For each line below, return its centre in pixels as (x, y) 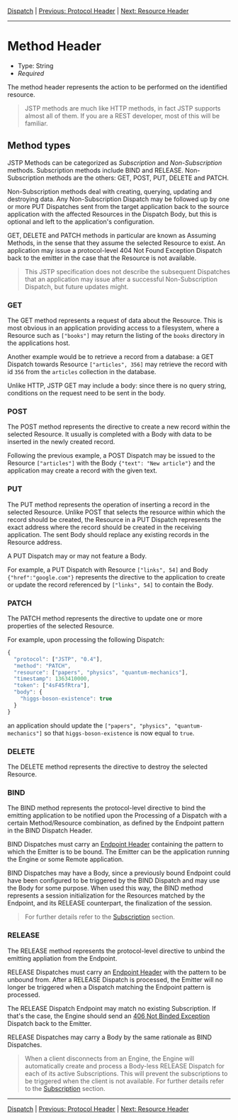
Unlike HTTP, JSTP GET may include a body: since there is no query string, (117, 385)
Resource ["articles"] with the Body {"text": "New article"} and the (111, 463)
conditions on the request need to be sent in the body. (86, 393)
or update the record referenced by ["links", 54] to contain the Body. (110, 584)
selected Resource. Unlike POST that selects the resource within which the (117, 512)
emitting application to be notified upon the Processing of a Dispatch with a (117, 815)
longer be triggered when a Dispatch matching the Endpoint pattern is (109, 987)
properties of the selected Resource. (61, 626)
